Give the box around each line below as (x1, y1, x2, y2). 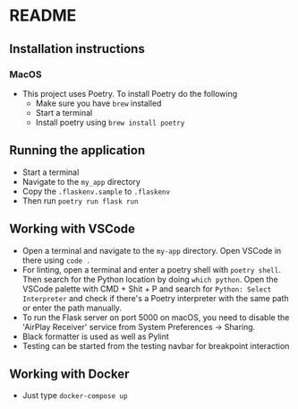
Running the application (9, 143, 146, 158)
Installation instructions (9, 41, 145, 57)
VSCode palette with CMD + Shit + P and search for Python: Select (21, 283, 272, 294)
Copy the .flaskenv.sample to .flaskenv (21, 186, 171, 196)
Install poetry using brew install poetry (35, 117, 185, 127)
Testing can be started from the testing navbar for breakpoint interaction (21, 340, 290, 351)
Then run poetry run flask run (21, 195, 139, 206)
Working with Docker (9, 366, 130, 381)
